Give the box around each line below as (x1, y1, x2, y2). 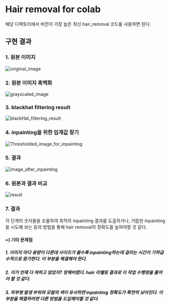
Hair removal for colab (5, 4, 101, 15)
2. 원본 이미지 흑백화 (5, 79, 52, 86)
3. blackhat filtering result (5, 104, 71, 111)
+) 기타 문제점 (5, 237, 33, 243)
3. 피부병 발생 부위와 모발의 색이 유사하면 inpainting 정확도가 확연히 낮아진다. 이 (5, 289, 163, 295)
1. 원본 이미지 (5, 54, 36, 61)
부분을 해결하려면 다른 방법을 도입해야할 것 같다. (5, 296, 99, 302)
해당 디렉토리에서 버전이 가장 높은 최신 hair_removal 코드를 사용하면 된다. (5, 21, 151, 27)
